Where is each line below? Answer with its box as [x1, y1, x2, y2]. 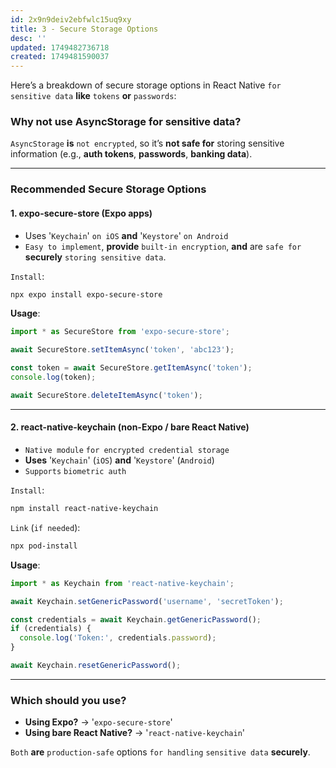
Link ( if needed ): [10, 521, 81, 533]
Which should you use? [10, 693, 127, 707]
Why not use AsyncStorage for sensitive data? [10, 115, 242, 129]
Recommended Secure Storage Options [10, 182, 207, 196]
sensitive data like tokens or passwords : [10, 90, 177, 102]
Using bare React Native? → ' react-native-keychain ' [24, 727, 245, 739]
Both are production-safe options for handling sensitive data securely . [10, 746, 311, 758]
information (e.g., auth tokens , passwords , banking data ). [10, 148, 253, 160]
